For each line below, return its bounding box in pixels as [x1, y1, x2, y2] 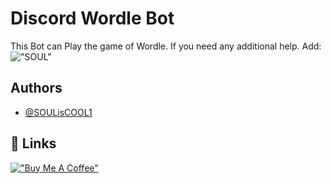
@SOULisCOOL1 [24, 106, 93, 118]
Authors [10, 80, 63, 97]
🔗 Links [10, 135, 57, 152]
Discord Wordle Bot [10, 7, 175, 30]
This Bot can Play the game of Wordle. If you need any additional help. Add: [10, 40, 322, 52]
